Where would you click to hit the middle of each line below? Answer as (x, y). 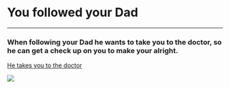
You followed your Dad (73, 13)
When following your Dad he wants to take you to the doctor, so (115, 42)
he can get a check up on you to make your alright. (93, 50)
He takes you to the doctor (44, 65)
